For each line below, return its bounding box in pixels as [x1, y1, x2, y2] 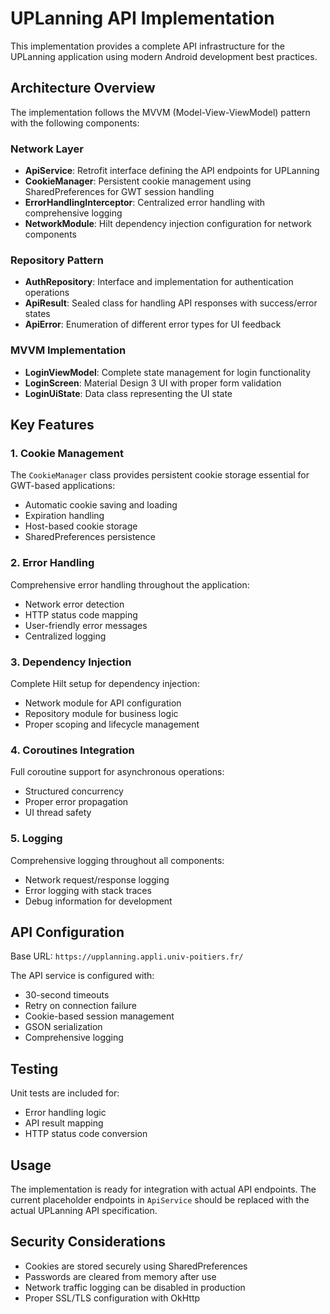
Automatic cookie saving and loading [24, 499, 178, 511]
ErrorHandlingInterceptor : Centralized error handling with [24, 197, 266, 209]
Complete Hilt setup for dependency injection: [10, 677, 200, 689]
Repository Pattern [10, 253, 104, 267]
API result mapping [24, 1117, 104, 1129]
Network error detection [24, 598, 125, 610]
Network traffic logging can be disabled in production [24, 1281, 246, 1293]
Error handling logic [24, 1107, 107, 1119]
